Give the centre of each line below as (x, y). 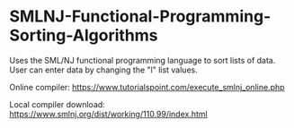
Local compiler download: (57, 104)
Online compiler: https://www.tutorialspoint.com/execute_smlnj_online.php (147, 87)
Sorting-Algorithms (84, 35)
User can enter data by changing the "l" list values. (103, 70)
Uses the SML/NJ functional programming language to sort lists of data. (143, 60)
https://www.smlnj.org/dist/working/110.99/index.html (109, 114)
